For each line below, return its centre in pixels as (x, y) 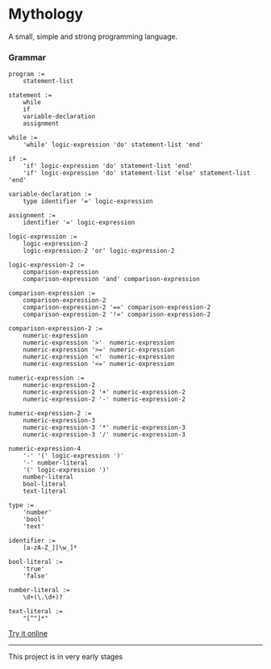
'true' (34, 569)
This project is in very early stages (66, 657)
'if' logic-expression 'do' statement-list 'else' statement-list (137, 173)
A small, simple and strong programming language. (93, 36)
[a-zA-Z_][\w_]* (50, 548)
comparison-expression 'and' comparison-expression (111, 280)
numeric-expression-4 (45, 449)
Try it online (28, 633)
